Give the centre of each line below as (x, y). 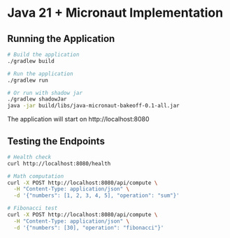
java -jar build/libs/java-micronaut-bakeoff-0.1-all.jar (93, 106)
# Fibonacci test (33, 208)
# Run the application (40, 74)
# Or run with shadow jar (45, 93)
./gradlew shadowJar (37, 99)
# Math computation (36, 176)
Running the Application (61, 39)
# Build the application (43, 54)
